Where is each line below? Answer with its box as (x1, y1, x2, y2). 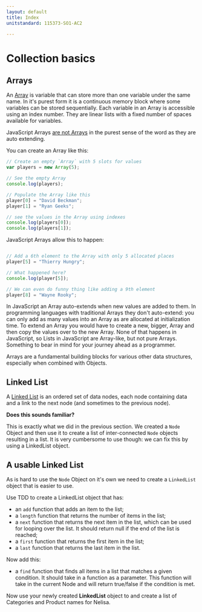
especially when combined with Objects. (6, 359, 108, 366)
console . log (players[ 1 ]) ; (6, 225, 71, 232)
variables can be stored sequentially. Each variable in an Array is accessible (6, 104, 195, 112)
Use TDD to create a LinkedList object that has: (6, 494, 124, 501)
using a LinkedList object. (6, 442, 70, 449)
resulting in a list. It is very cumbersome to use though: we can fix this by (6, 436, 189, 443)
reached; (15, 532, 38, 538)
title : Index (6, 15, 39, 21)
